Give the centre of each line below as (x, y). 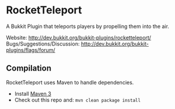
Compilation (29, 68)
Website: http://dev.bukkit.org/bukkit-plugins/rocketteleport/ (79, 37)
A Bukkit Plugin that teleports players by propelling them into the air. (87, 26)
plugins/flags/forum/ (31, 50)
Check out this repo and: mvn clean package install (78, 100)
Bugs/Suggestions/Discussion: (43, 44)
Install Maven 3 (33, 93)
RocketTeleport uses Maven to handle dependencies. (70, 82)
